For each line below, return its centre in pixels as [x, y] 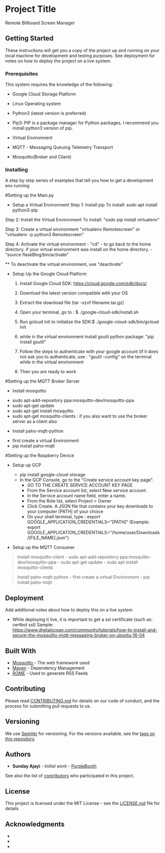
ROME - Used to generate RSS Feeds [50, 673]
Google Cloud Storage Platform [44, 94]
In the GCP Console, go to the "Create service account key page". [87, 480]
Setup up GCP [27, 465]
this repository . [21, 739]
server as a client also [35, 421]
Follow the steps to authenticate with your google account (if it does [89, 351]
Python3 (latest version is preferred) [49, 113]
